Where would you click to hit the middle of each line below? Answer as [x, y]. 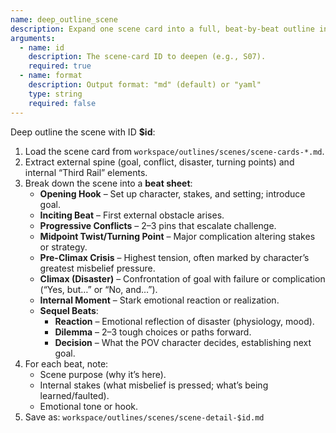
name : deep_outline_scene [64, 19]
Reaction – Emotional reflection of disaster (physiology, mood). [184, 321]
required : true [60, 66]
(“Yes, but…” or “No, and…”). [98, 289]
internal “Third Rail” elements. [86, 172]
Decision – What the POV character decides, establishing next [183, 342]
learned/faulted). [74, 395]
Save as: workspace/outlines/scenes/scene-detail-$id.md [144, 417]
